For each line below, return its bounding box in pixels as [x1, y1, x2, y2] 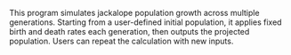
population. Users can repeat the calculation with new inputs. [9, 35, 234, 46]
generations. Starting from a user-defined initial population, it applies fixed [9, 17, 282, 27]
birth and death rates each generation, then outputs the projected [9, 27, 250, 36]
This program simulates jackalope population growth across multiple [9, 8, 260, 18]
